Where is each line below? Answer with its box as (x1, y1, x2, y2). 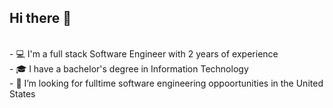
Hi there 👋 (9, 10, 72, 27)
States (9, 87, 36, 100)
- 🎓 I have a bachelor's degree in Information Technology (9, 62, 249, 75)
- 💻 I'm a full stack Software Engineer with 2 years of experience (9, 47, 279, 60)
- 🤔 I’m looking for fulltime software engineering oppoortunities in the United (9, 77, 324, 89)
